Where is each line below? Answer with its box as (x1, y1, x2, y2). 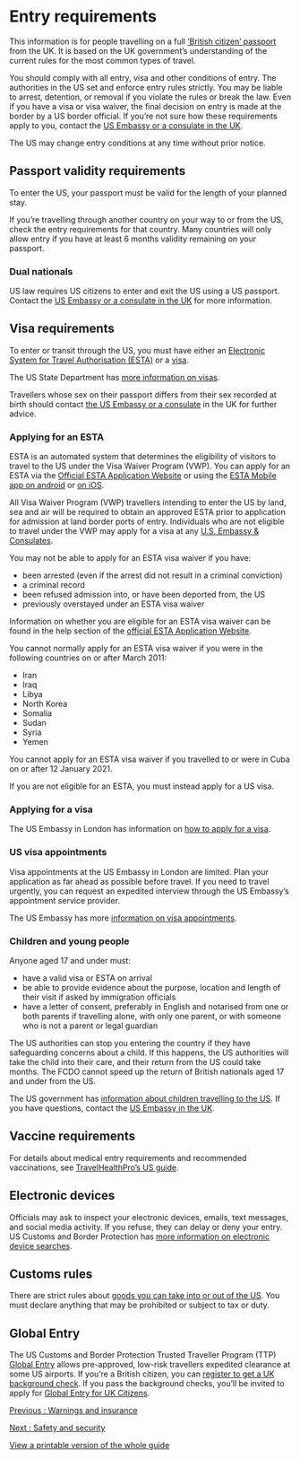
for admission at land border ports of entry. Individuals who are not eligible (9, 516, 285, 527)
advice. (9, 408, 37, 419)
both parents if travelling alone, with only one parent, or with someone (21, 1011, 282, 1022)
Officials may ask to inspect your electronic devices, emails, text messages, (9, 1211, 288, 1222)
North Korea (21, 698, 68, 710)
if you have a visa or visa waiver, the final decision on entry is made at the (9, 100, 282, 111)
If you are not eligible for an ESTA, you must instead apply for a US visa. (9, 781, 275, 791)
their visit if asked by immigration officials (21, 992, 176, 1002)
